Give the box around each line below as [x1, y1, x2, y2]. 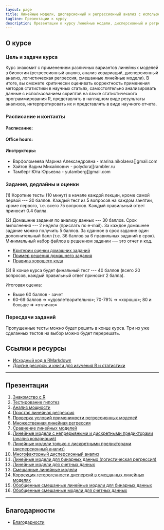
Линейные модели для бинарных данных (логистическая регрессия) [12, 456, 157, 462]
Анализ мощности [12, 404, 51, 410]
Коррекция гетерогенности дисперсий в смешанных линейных [12, 472, 145, 478]
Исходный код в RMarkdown [12, 357, 72, 363]
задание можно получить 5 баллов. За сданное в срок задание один [5, 228, 149, 233]
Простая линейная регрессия [12, 410, 74, 416]
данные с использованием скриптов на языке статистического [5, 90, 138, 96]
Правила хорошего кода [12, 257, 64, 264]
